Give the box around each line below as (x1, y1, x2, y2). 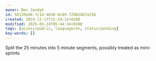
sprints (5, 50, 20, 56)
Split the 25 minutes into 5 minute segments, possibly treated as (5, 45, 139, 50)
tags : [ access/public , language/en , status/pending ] (5, 26, 119, 31)
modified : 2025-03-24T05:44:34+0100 (5, 21, 83, 27)
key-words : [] (5, 31, 35, 36)
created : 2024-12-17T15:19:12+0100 (5, 17, 81, 22)
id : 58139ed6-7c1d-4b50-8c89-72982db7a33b (5, 12, 96, 17)
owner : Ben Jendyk (5, 7, 44, 13)
